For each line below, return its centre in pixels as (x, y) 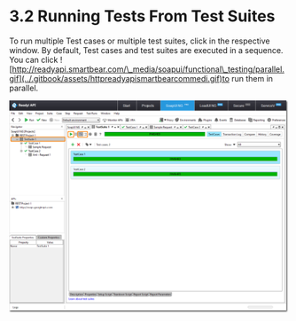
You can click (34, 59)
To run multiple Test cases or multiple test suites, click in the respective (140, 41)
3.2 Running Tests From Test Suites (142, 16)
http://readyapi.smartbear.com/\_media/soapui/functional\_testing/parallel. (148, 69)
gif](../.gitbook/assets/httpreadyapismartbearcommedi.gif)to (120, 78)
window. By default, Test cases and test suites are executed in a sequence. (146, 50)
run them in (252, 78)
